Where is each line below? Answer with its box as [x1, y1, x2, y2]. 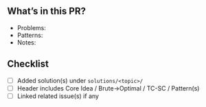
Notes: [16, 38, 36, 47]
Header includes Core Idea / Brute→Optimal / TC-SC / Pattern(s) [16, 84, 200, 92]
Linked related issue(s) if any [16, 92, 100, 100]
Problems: [16, 23, 46, 32]
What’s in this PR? [7, 5, 86, 17]
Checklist [7, 58, 49, 70]
